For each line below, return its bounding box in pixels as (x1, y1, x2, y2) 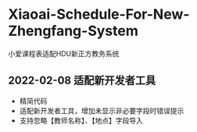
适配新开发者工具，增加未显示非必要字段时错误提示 (19, 105, 184, 115)
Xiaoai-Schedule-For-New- (8, 5, 190, 23)
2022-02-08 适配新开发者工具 (8, 74, 156, 87)
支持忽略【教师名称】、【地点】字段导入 (19, 116, 143, 125)
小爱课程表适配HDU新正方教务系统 (8, 48, 120, 58)
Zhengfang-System (8, 22, 138, 40)
